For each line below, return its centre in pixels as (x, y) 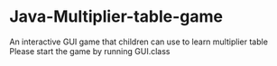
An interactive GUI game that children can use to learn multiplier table (139, 42)
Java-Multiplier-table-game (116, 17)
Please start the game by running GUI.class (90, 51)
